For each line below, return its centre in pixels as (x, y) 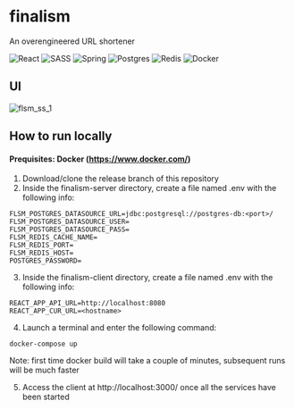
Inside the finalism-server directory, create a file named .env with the (149, 188)
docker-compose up (43, 344)
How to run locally (61, 136)
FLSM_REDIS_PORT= (42, 246)
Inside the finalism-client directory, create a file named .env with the (147, 278)
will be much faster (45, 370)
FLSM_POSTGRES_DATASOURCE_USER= (69, 222)
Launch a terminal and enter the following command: (119, 328)
